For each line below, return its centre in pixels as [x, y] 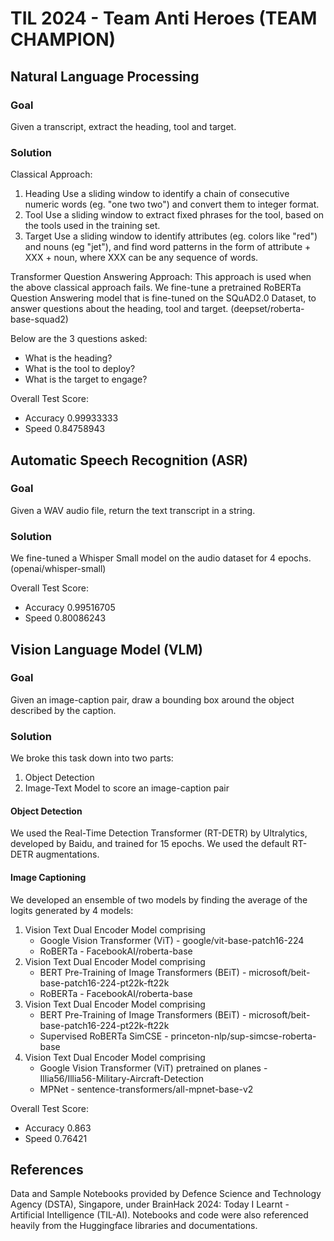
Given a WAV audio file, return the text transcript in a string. [133, 510]
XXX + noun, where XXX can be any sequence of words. [141, 258]
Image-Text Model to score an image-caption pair [127, 788]
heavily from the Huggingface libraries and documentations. [134, 1226]
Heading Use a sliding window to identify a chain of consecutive [157, 194]
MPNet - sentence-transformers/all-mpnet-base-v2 [146, 1089]
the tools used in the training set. [92, 226]
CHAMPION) [63, 39]
